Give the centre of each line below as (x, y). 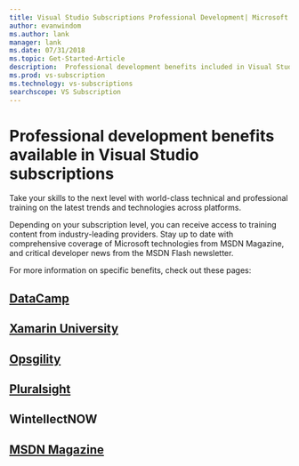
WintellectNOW (53, 419)
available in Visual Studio (104, 154)
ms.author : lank (39, 34)
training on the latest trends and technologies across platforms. (125, 208)
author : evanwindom (45, 26)
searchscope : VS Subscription (65, 92)
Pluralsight (40, 389)
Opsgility (35, 359)
